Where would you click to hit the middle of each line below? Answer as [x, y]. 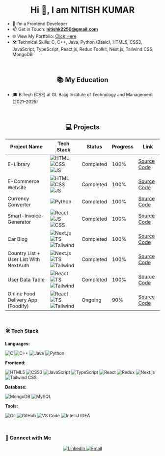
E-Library [19, 164]
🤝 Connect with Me [28, 438]
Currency [18, 199]
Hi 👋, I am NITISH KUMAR [82, 10]
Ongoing [92, 300]
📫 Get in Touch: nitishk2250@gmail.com [55, 29]
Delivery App [23, 300]
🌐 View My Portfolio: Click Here [44, 36]
